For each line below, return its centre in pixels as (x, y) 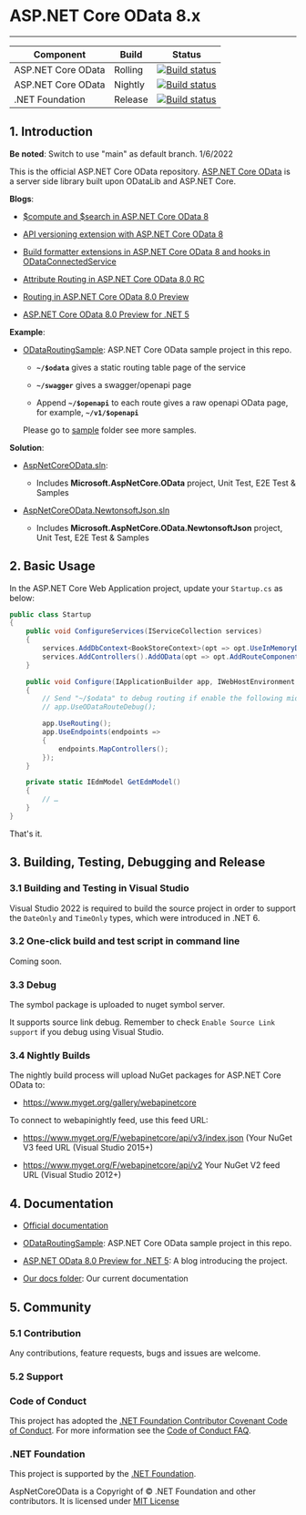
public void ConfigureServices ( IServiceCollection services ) (144, 631)
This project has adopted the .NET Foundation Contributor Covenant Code (149, 1421)
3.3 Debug (33, 985)
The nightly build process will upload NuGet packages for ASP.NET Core (145, 1075)
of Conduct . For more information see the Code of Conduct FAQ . (130, 1430)
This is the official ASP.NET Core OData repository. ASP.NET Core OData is (150, 171)
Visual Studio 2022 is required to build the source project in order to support (153, 908)
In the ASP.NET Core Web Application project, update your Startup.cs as (146, 588)
